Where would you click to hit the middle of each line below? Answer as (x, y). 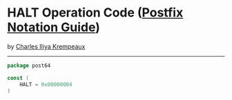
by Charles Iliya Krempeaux (46, 46)
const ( (18, 78)
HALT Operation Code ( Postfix (95, 13)
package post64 (29, 66)
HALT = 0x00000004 (46, 84)
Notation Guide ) (54, 27)
